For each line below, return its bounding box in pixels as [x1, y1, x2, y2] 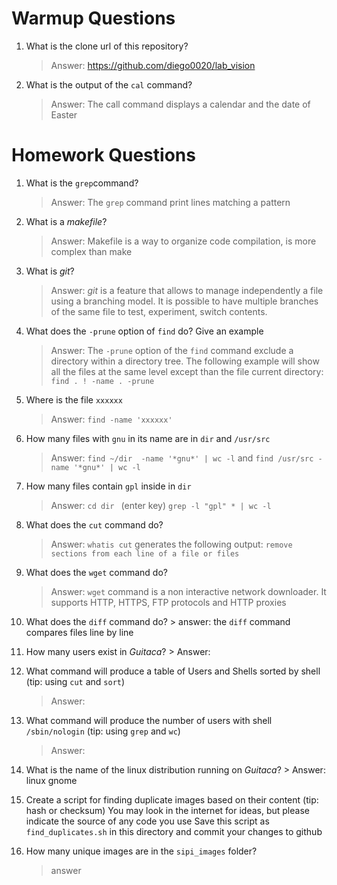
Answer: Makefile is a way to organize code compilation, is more [50, 235, 317, 247]
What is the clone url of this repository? [25, 40, 189, 52]
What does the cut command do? [25, 518, 164, 531]
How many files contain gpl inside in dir [25, 480, 192, 492]
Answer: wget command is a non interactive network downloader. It [50, 585, 327, 597]
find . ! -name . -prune [50, 376, 155, 386]
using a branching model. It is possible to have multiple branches [50, 295, 319, 307]
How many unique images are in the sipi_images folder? [25, 845, 258, 857]
